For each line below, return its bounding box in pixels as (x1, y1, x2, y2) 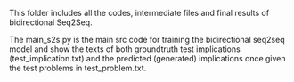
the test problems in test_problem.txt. (9, 62, 147, 73)
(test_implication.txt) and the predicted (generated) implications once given (9, 53, 287, 63)
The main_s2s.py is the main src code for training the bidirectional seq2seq (9, 35, 285, 45)
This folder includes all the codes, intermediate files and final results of (9, 8, 270, 18)
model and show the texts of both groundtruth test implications (9, 44, 241, 54)
